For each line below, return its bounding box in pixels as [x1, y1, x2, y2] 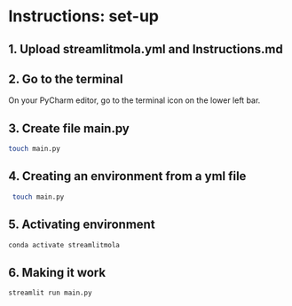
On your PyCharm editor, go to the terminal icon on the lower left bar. [8, 95, 261, 106]
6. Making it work [8, 264, 107, 280]
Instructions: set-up [8, 6, 159, 27]
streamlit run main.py [8, 288, 92, 298]
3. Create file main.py [8, 121, 130, 136]
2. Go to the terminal [8, 71, 123, 86]
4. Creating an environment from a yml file [8, 169, 247, 184]
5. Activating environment [8, 217, 156, 232]
